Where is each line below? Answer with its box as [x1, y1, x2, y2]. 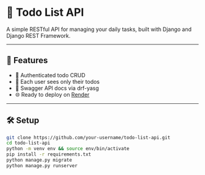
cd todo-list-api [6, 140, 51, 146]
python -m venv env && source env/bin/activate [6, 146, 130, 152]
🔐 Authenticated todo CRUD [15, 71, 85, 78]
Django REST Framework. [6, 32, 71, 39]
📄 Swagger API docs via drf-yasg [15, 84, 99, 92]
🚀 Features [6, 55, 48, 66]
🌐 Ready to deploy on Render [15, 91, 90, 98]
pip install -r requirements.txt [6, 151, 92, 157]
